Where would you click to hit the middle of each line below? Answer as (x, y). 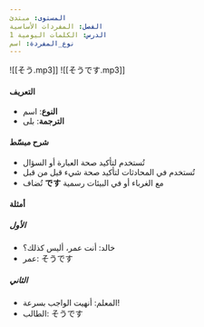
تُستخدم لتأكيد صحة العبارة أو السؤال (83, 162)
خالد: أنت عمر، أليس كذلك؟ (69, 248)
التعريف (23, 91)
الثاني (19, 280)
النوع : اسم (40, 112)
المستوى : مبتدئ (38, 18)
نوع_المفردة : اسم (42, 43)
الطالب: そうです (53, 313)
